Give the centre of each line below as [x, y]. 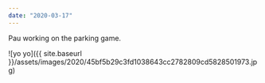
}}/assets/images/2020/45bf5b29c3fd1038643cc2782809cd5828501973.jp [133, 62]
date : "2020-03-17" [41, 15]
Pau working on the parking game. [65, 38]
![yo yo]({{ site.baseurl [45, 53]
